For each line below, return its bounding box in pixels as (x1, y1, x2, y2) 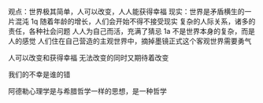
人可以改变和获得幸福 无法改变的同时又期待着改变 (8, 53, 169, 62)
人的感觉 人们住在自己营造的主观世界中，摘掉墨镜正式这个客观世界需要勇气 (8, 36, 252, 46)
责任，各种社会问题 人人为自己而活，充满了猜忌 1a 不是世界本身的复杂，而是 (8, 27, 256, 35)
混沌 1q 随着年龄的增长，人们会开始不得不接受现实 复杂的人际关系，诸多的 (14, 17, 256, 26)
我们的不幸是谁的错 (8, 70, 71, 79)
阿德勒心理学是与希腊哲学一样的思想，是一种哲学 (8, 86, 167, 96)
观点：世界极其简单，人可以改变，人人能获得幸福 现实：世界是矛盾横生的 (8, 7, 245, 16)
